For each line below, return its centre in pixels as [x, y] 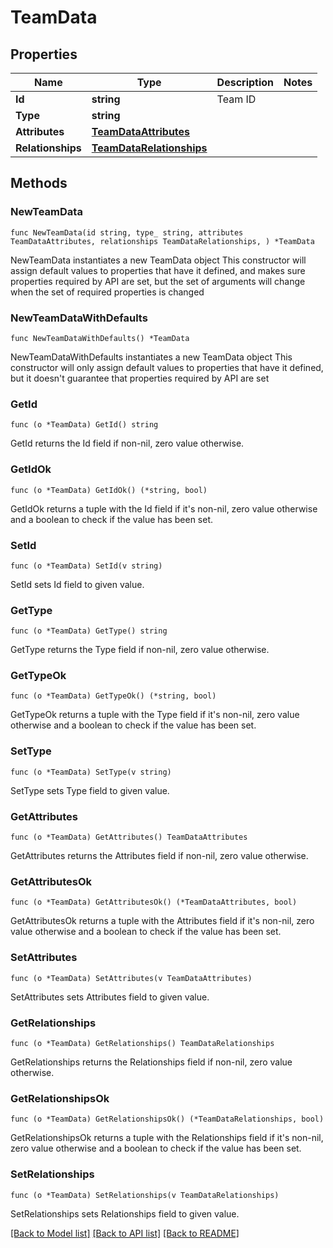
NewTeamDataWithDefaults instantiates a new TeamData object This [151, 357]
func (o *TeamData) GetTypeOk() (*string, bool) [113, 696]
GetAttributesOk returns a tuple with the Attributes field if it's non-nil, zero [162, 921]
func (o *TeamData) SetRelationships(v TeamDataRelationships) [145, 1195]
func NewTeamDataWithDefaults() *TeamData [100, 338]
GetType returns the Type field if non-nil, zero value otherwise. [140, 650]
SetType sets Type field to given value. [90, 790]
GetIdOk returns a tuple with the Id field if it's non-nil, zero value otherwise [164, 508]
